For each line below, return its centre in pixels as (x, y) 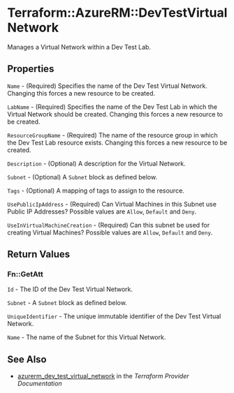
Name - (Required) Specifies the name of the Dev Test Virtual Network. (107, 86)
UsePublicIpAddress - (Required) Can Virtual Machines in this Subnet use (112, 204)
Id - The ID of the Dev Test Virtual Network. (70, 289)
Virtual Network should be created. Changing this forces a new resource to (115, 114)
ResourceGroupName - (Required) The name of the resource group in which (112, 135)
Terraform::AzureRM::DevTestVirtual (117, 13)
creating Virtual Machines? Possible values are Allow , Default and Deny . (110, 232)
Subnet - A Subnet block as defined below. (67, 303)
